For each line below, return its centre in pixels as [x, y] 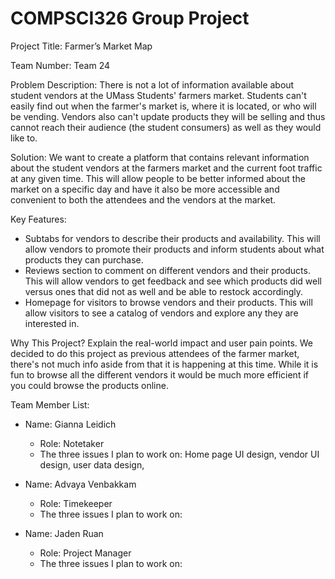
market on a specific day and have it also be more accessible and [145, 189]
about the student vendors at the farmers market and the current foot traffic [166, 168]
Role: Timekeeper [76, 503]
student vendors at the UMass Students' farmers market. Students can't [158, 95]
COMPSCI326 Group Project [130, 18]
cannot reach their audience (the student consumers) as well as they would [166, 127]
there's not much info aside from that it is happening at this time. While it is [164, 364]
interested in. [52, 323]
